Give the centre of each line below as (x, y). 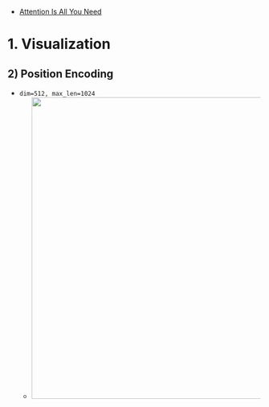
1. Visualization (59, 44)
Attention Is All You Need (60, 12)
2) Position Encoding (61, 74)
